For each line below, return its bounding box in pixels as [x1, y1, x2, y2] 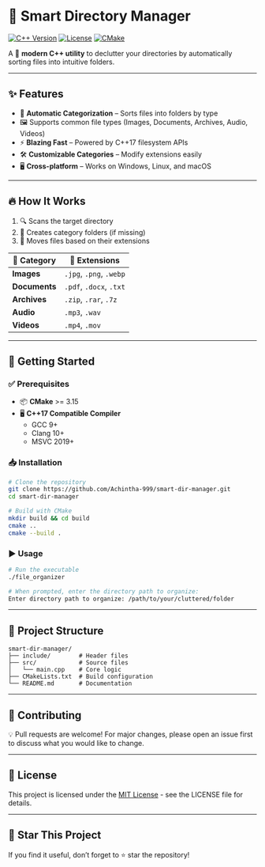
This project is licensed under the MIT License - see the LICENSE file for [8, 789, 243, 799]
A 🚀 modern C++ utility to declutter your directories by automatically [8, 48, 233, 58]
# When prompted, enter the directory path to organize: [8, 587, 200, 596]
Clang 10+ [31, 429, 65, 438]
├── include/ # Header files [8, 652, 129, 660]
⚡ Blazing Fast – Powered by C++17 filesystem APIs [19, 138, 188, 147]
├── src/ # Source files [8, 659, 129, 667]
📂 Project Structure [8, 624, 104, 638]
